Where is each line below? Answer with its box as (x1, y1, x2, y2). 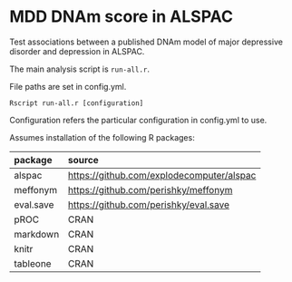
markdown (14, 228, 60, 240)
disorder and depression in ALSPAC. (9, 45, 145, 56)
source (67, 153, 100, 166)
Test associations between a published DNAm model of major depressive (9, 36, 284, 47)
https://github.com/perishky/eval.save (67, 198, 229, 210)
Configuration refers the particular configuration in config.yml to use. (9, 114, 268, 125)
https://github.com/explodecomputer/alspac (67, 169, 257, 181)
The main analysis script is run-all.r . (9, 63, 151, 74)
